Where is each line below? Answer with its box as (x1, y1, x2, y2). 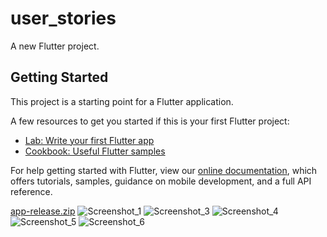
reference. (10, 185, 53, 197)
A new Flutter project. (10, 40, 100, 52)
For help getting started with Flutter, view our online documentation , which (10, 164, 318, 176)
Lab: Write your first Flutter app (24, 134, 155, 146)
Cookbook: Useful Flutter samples (24, 145, 166, 157)
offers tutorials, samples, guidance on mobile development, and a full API (10, 175, 312, 187)
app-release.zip (10, 205, 76, 217)
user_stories (10, 7, 117, 30)
